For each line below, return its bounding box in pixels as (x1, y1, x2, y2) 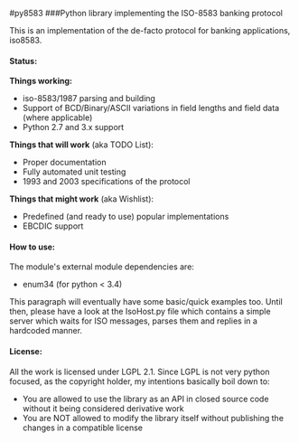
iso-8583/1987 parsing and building (22, 93, 156, 104)
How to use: (9, 241, 56, 252)
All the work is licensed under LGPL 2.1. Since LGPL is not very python (9, 366, 270, 377)
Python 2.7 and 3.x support (22, 122, 125, 133)
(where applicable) (22, 112, 93, 123)
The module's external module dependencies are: (9, 261, 194, 272)
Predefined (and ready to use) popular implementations (22, 212, 229, 222)
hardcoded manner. (9, 325, 83, 336)
